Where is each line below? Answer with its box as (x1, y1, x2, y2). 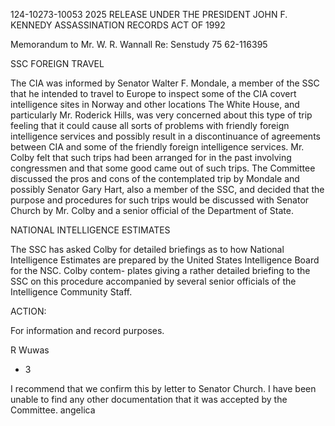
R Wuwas (10, 344, 50, 356)
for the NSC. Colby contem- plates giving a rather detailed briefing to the (10, 265, 311, 276)
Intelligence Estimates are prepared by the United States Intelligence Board (10, 254, 320, 266)
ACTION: (10, 305, 47, 317)
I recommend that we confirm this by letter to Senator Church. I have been (10, 383, 317, 394)
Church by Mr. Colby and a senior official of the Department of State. (10, 205, 294, 216)
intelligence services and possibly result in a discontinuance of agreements (10, 130, 321, 142)
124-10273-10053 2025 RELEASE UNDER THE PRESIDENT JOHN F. (10, 9, 288, 20)
